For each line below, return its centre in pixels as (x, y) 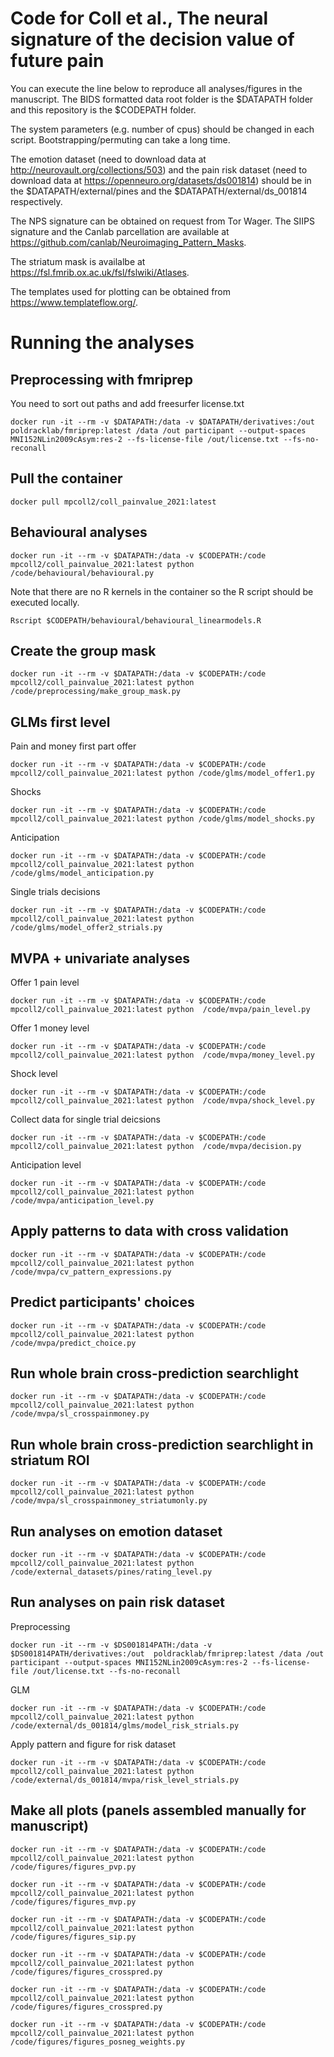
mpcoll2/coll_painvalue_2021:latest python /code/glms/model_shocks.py (162, 819)
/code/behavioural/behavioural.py (82, 573)
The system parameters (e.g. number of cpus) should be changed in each (162, 129)
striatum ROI (50, 1460)
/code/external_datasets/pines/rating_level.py (111, 1572)
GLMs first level (60, 722)
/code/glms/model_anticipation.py (82, 873)
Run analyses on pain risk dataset (117, 1602)
